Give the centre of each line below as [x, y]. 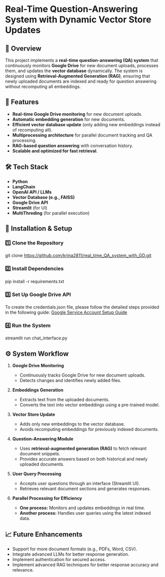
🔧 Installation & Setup [39, 229]
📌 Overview [23, 48]
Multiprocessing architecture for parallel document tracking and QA [82, 135]
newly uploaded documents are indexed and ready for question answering [81, 81]
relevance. [23, 570]
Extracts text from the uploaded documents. [64, 400]
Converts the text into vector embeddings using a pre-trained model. [89, 405]
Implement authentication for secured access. [59, 559]
